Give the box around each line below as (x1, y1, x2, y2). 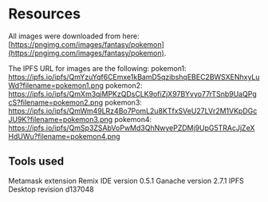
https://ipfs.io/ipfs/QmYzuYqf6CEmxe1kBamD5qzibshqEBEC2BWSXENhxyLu (8, 72, 261, 81)
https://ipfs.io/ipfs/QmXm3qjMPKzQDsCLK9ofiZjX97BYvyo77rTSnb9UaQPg (8, 89, 257, 98)
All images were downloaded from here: (8, 31, 140, 41)
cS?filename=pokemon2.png (8, 97, 104, 107)
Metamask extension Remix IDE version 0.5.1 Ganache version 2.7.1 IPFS (8, 176, 245, 185)
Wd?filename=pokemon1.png (8, 81, 104, 90)
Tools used (8, 155, 65, 168)
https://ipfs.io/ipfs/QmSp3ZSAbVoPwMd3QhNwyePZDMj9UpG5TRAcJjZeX (8, 123, 255, 133)
